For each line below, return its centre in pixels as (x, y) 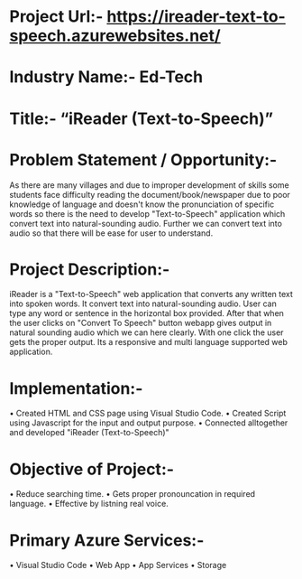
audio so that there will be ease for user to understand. (111, 233)
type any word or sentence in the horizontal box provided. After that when (146, 313)
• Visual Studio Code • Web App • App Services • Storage (118, 565)
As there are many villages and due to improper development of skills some (150, 185)
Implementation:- (76, 388)
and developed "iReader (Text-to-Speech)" (89, 433)
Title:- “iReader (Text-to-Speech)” (141, 118)
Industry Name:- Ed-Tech (106, 77)
